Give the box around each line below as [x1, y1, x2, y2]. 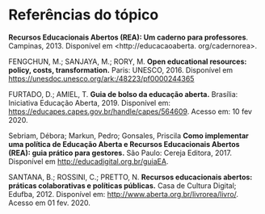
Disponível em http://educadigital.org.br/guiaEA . [8, 156, 169, 166]
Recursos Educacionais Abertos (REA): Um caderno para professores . [8, 32, 249, 42]
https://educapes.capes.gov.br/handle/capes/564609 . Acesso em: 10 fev [8, 107, 253, 116]
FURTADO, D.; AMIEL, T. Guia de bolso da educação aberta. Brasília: [8, 89, 238, 99]
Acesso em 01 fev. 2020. [8, 198, 91, 208]
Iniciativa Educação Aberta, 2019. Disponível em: [8, 98, 171, 107]
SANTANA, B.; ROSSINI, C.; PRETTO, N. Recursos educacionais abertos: [8, 172, 253, 182]
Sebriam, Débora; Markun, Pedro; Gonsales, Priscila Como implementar [8, 131, 249, 141]
